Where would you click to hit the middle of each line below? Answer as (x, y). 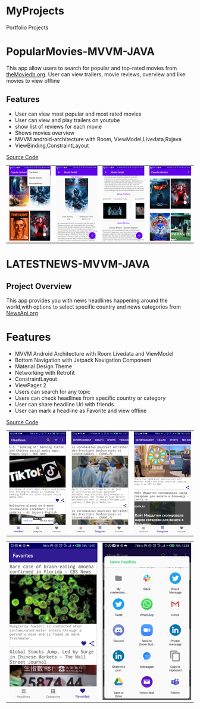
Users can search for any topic (53, 391)
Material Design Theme (43, 366)
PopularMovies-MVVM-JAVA (80, 52)
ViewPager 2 (30, 385)
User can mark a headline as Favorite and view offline (81, 411)
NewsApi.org (22, 313)
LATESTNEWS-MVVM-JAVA (78, 264)
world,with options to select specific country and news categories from (94, 307)
